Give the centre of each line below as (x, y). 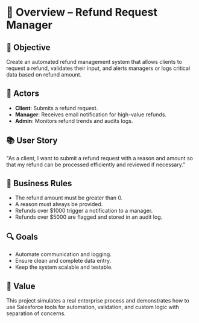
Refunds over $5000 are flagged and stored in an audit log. (89, 217)
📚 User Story (32, 141)
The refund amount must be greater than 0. (69, 198)
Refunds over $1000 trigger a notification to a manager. (84, 211)
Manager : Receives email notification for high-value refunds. (91, 114)
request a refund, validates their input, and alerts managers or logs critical (98, 68)
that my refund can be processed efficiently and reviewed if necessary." (96, 165)
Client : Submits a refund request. (56, 108)
